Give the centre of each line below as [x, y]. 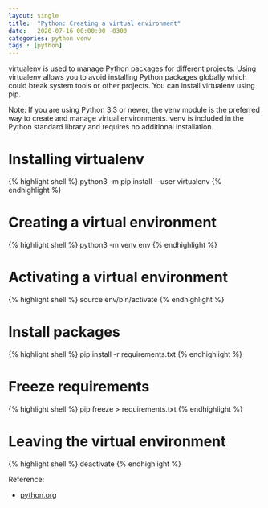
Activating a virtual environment [118, 277]
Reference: [26, 479]
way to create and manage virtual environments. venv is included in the [126, 118]
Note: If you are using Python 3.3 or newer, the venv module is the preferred [134, 110]
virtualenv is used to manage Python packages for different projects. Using [132, 68]
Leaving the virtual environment [117, 441]
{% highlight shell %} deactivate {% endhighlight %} [95, 464]
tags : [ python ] [35, 46]
